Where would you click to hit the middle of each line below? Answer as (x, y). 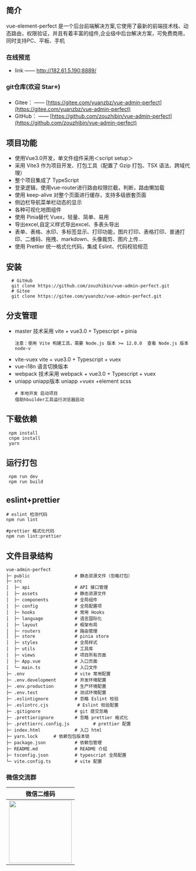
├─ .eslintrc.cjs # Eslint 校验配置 (62, 706)
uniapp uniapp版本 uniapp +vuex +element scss (73, 381)
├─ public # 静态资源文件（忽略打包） (69, 576)
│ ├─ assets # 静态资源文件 (56, 594)
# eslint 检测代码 (27, 515)
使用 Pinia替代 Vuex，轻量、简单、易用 (62, 217)
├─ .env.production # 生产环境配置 (56, 687)
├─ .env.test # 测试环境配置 (56, 693)
